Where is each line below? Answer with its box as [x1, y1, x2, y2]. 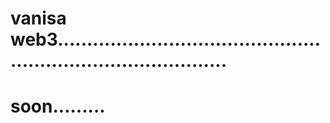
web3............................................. [10, 28, 322, 51]
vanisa [10, 7, 67, 30]
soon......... [10, 95, 106, 118]
